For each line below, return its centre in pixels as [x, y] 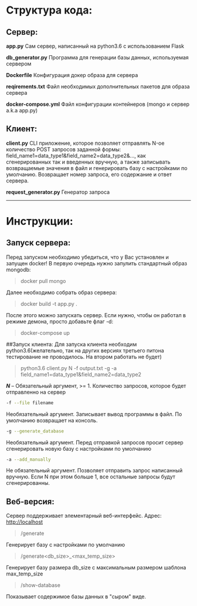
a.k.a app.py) [22, 110]
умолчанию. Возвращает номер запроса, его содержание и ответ [89, 174]
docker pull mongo [43, 281]
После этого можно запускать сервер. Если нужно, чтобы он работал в [96, 315]
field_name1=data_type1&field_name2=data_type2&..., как [76, 155]
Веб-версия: [30, 502]
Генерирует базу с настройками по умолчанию [66, 545]
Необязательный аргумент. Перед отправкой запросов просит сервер [95, 442]
